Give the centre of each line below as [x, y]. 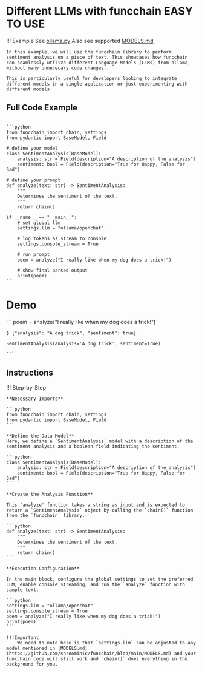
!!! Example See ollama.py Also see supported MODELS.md [80, 41]
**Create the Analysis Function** [50, 494]
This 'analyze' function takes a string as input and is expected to [96, 505]
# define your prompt [34, 180]
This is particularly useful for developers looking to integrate [92, 78]
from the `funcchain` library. [46, 515]
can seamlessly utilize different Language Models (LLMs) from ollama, [98, 63]
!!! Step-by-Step [26, 387]
